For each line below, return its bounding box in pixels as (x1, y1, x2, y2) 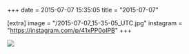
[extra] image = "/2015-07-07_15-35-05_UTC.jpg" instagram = (7, 19, 183, 27)
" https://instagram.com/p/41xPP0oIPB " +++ (7, 27, 132, 34)
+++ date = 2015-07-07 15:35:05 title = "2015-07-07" (7, 6, 159, 14)
